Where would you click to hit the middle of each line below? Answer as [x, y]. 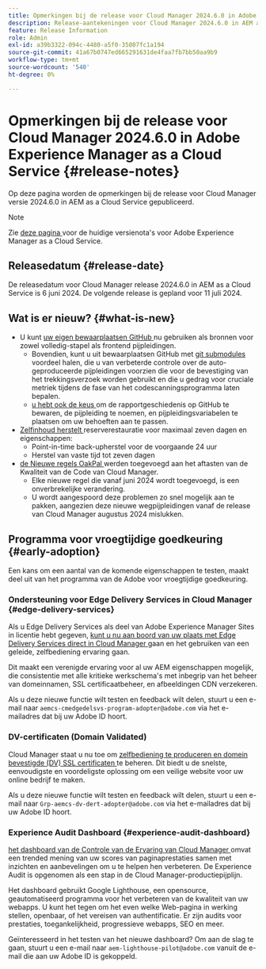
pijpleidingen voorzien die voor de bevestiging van [167, 371]
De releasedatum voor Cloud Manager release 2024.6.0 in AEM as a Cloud [129, 285]
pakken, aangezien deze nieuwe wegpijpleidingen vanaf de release [141, 506]
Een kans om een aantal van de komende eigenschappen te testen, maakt [129, 571]
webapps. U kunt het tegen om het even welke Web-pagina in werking [123, 907]
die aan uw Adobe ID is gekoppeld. [80, 956]
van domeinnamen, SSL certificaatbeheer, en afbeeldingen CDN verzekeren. [133, 684]
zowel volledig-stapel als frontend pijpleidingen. [98, 346]
